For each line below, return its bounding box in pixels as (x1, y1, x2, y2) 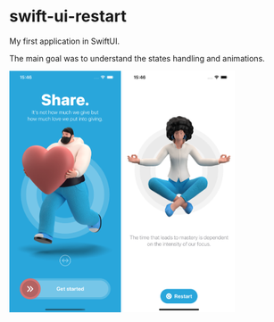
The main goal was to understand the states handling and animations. (9, 53, 265, 63)
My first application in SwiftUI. (9, 36, 120, 46)
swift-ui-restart (9, 6, 128, 27)
